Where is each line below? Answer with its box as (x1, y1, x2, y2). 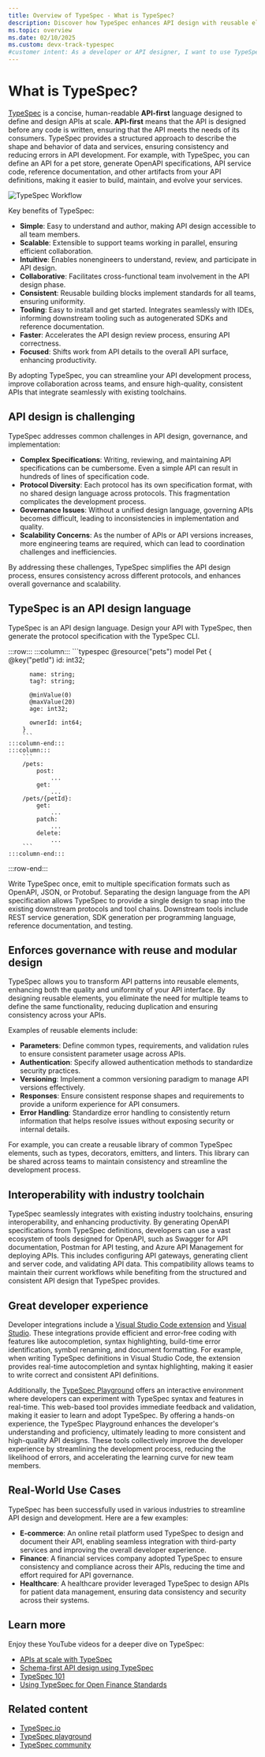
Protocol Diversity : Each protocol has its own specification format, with (19, 480, 253, 489)
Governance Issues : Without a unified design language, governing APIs (19, 505, 254, 514)
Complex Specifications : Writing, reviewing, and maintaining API (19, 454, 231, 464)
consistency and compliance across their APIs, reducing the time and (19, 1561, 245, 1571)
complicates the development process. (19, 496, 147, 506)
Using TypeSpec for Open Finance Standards (19, 1680, 167, 1689)
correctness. (19, 338, 62, 348)
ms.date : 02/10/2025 (8, 33, 77, 42)
